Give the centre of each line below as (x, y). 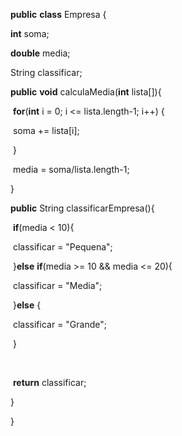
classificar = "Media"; (57, 285)
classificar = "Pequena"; (62, 247)
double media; (40, 53)
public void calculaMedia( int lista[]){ (86, 92)
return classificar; (49, 382)
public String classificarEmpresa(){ (82, 208)
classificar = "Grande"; (59, 324)
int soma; (30, 33)
